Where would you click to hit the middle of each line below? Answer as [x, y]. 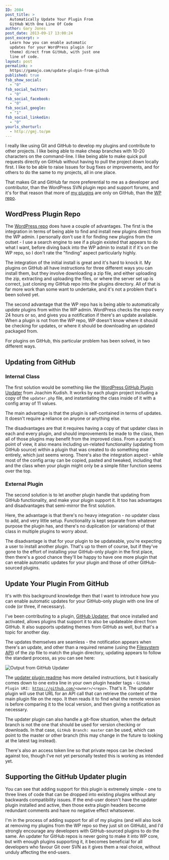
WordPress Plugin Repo [43, 214]
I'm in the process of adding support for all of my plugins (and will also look [83, 820]
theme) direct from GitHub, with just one [55, 52]
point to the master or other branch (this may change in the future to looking [84, 735]
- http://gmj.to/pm [30, 131]
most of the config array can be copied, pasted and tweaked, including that [83, 460]
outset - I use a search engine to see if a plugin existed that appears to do [82, 242]
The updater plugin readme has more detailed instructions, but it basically [82, 677]
